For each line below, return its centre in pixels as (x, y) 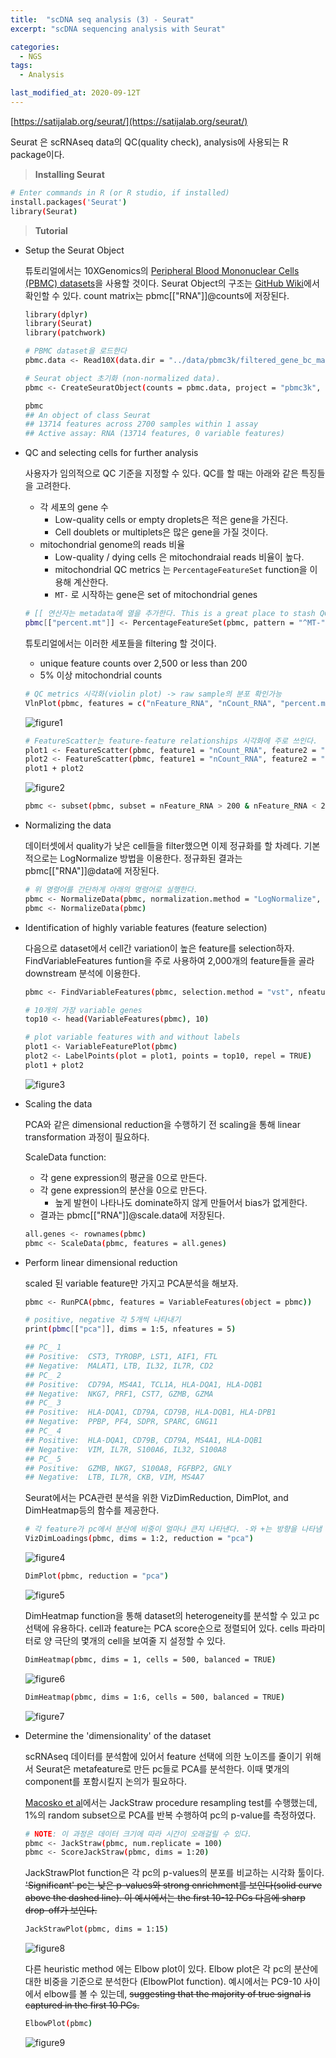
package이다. (37, 154)
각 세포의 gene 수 (74, 507)
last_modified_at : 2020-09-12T (75, 93)
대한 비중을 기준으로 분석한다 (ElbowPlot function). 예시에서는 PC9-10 (163, 1982)
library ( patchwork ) (65, 333)
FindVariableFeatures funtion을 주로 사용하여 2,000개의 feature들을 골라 (169, 960)
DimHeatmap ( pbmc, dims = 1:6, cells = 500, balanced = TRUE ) (155, 1697)
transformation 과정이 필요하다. (87, 1137)
